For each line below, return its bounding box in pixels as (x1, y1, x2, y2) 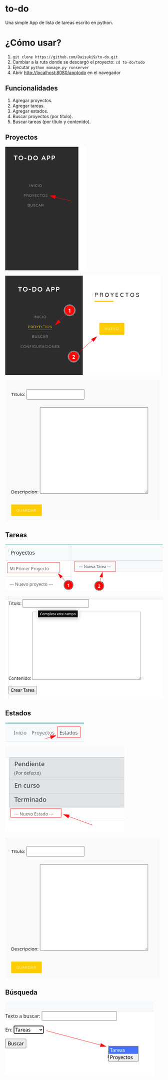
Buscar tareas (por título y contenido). (12, 119, 91, 125)
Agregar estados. (12, 108, 48, 114)
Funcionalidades (5, 84, 58, 93)
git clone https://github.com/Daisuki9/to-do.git (12, 55, 118, 60)
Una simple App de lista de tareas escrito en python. (5, 20, 113, 26)
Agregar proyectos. (12, 97, 52, 103)
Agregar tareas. (12, 103, 45, 109)
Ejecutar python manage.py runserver (12, 64, 89, 70)
